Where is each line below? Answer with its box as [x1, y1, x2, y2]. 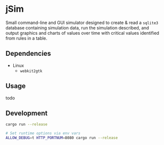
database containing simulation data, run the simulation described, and [5, 24, 149, 30]
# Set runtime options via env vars [5, 131, 81, 136]
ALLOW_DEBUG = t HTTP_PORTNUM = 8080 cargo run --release [5, 136, 118, 141]
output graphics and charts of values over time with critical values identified [5, 30, 159, 36]
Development [5, 109, 48, 117]
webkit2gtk [20, 69, 43, 73]
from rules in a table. [5, 35, 48, 41]
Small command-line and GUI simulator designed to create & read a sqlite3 [5, 20, 159, 25]
